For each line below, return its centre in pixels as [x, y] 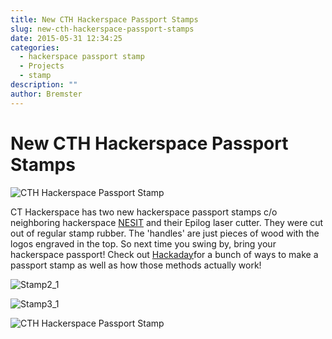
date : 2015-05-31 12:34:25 [66, 38]
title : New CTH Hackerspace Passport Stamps [104, 19]
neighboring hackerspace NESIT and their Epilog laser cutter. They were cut [167, 222]
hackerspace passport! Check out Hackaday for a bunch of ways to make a [164, 254]
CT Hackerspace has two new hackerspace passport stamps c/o [144, 212]
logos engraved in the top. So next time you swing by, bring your [143, 243]
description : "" [44, 85]
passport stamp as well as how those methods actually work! [136, 265]
